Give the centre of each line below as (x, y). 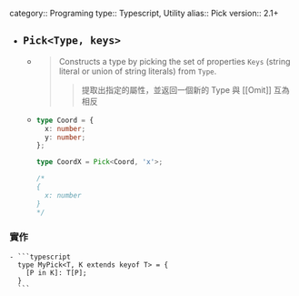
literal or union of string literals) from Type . (138, 71)
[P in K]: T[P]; (57, 272)
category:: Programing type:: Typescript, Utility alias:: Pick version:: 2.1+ (144, 13)
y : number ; (65, 137)
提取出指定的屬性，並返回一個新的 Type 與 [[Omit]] (177, 89)
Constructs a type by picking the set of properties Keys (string (174, 61)
